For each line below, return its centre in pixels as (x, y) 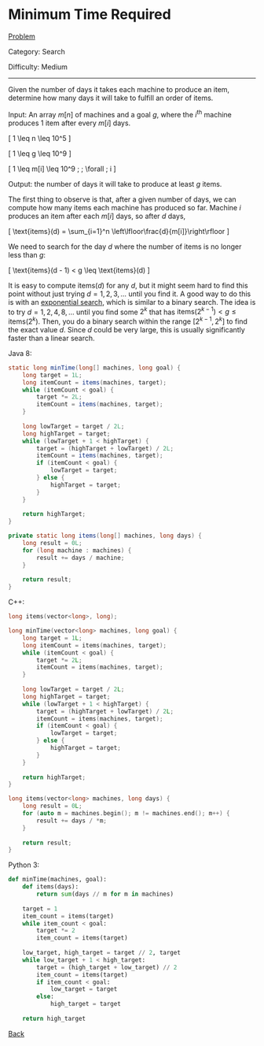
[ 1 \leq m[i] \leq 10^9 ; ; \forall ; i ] (62, 169)
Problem (22, 36)
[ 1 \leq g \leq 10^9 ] (40, 153)
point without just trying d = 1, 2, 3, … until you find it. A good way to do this (130, 294)
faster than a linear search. (52, 338)
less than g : (27, 254)
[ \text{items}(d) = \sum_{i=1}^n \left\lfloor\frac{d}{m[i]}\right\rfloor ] (119, 231)
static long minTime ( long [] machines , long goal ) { (94, 368)
